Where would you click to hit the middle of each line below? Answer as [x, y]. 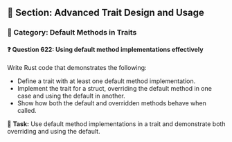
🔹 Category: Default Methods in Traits [72, 33]
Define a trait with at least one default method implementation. [106, 81]
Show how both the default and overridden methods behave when [111, 103]
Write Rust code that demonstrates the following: [77, 67]
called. [27, 110]
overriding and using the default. [54, 131]
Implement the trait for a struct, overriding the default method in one [115, 88]
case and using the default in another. [71, 96]
